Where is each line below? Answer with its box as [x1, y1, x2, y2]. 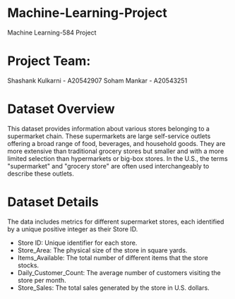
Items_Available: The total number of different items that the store [17, 253, 208, 262]
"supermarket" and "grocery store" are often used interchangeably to [7, 161, 210, 170]
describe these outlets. [7, 169, 74, 178]
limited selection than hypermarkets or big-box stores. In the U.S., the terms [7, 154, 228, 163]
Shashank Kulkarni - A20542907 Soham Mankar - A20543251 [7, 76, 188, 85]
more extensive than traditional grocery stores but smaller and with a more [7, 147, 224, 155]
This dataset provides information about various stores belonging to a [7, 124, 210, 133]
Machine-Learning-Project [7, 5, 167, 21]
